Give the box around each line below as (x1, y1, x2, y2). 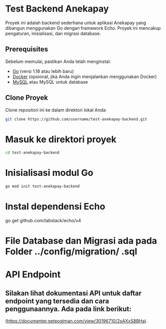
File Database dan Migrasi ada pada (5, 235, 157, 247)
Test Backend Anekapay (5, 3, 109, 15)
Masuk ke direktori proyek (5, 134, 117, 145)
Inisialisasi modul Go (5, 167, 94, 179)
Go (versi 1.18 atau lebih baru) (12, 68, 74, 74)
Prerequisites (5, 45, 48, 53)
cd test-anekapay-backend (5, 150, 59, 155)
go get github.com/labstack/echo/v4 (5, 218, 81, 223)
